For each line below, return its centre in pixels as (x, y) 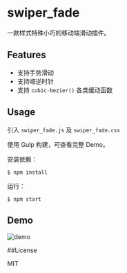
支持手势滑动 (35, 72)
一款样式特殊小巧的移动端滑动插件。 (59, 33)
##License (22, 250)
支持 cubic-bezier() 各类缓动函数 (65, 90)
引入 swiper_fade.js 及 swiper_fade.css (64, 130)
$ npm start (24, 199)
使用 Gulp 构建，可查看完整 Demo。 (58, 144)
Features (27, 55)
